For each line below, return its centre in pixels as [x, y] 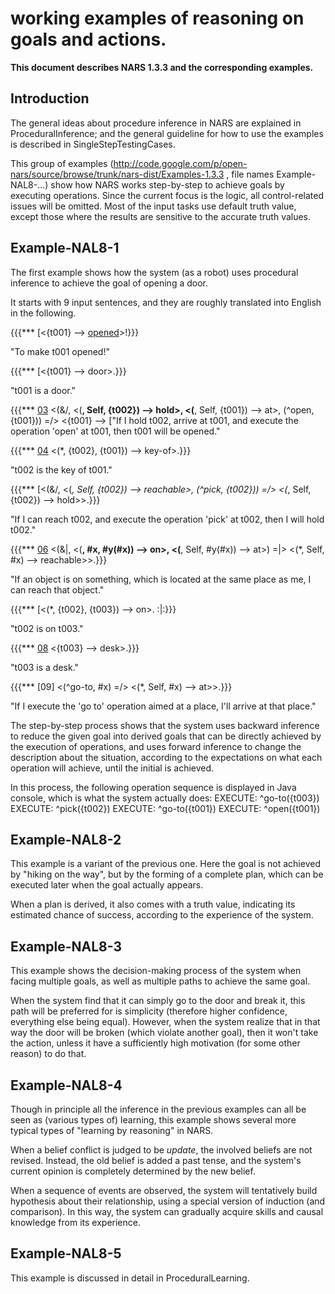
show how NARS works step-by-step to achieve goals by [167, 184]
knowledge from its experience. [75, 1222]
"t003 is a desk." [45, 667]
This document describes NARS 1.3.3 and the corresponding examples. [162, 67]
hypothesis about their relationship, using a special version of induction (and [168, 1201]
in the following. [43, 313]
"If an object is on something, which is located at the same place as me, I [161, 579]
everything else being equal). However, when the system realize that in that [165, 1022]
